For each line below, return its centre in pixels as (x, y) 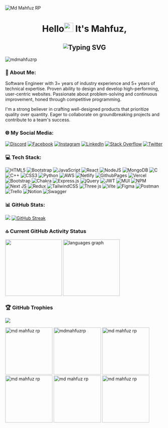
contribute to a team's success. (38, 120)
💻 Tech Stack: (23, 157)
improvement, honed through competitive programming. (63, 100)
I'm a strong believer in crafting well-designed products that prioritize (77, 109)
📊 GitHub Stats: (25, 205)
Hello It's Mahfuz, (85, 29)
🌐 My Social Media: (29, 133)
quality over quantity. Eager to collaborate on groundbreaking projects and (82, 115)
